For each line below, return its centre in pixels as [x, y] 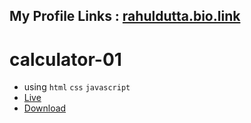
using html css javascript [77, 87]
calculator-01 [65, 59]
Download [45, 108]
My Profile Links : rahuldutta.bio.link [125, 16]
